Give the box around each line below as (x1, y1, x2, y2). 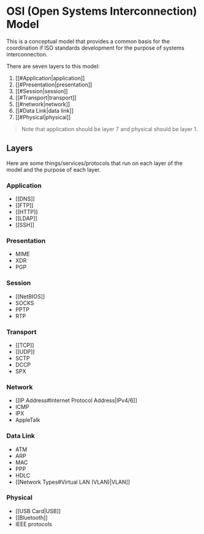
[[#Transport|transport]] (15, 94, 77, 101)
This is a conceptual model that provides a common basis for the (6, 37, 170, 45)
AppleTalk (15, 416, 41, 424)
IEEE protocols (15, 520, 52, 528)
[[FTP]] (15, 202, 34, 209)
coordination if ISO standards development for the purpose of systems (6, 44, 185, 51)
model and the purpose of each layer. (6, 166, 101, 173)
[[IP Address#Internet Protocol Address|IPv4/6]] (15, 397, 138, 404)
